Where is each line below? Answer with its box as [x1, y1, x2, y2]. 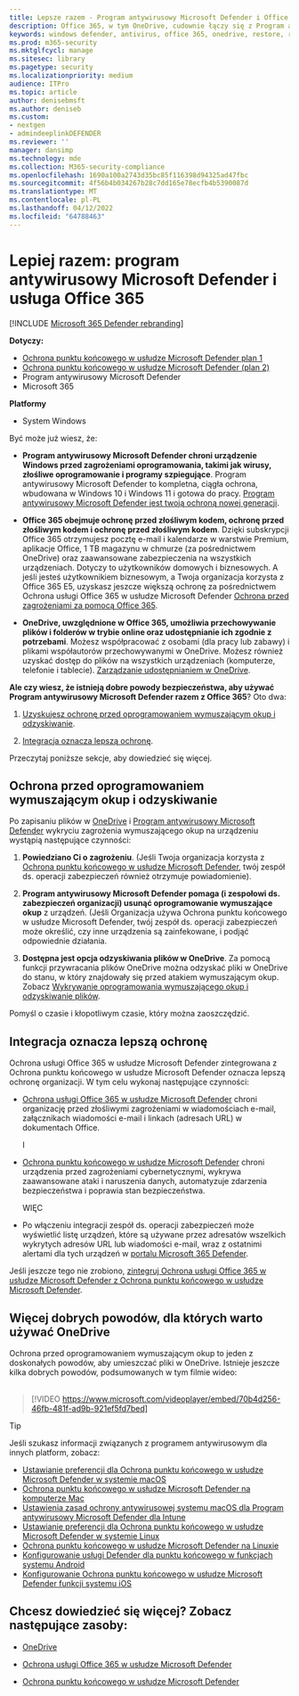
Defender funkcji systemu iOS [21, 1578, 132, 1588]
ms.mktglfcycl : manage [9, 46, 93, 55]
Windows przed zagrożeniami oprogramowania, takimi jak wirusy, [21, 459, 271, 470]
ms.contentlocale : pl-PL [9, 195, 101, 205]
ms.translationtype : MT [9, 187, 98, 196]
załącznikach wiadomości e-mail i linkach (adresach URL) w [21, 1113, 243, 1124]
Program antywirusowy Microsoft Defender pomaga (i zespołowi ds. [21, 888, 280, 899]
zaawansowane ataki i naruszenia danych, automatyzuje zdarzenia [21, 1176, 268, 1187]
